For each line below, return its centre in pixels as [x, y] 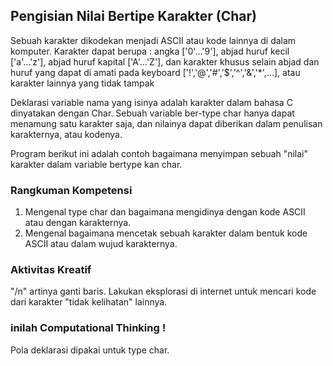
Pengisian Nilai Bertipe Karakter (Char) [134, 16]
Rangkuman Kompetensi [71, 190]
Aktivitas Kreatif [51, 270]
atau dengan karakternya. [78, 223]
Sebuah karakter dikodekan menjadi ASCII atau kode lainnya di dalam [153, 40]
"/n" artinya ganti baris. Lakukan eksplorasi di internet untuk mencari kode [163, 291]
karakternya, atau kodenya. [66, 134]
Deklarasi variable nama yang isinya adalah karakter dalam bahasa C [151, 102]
